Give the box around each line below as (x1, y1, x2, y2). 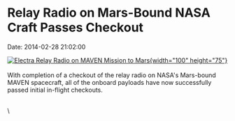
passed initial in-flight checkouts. (7, 86, 104, 94)
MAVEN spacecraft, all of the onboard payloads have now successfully (7, 78, 212, 86)
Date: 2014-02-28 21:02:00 (7, 42, 86, 51)
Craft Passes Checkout (7, 19, 144, 35)
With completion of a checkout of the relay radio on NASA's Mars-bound (7, 71, 217, 79)
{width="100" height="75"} (149, 56, 228, 64)
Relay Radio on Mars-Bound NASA (7, 5, 211, 21)
